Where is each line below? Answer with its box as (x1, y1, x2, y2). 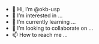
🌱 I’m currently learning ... (11, 18, 76, 25)
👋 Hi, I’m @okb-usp (11, 6, 60, 12)
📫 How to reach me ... (11, 32, 68, 38)
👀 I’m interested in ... (11, 12, 63, 19)
